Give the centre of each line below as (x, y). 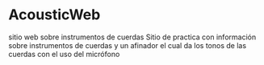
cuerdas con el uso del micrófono (64, 54)
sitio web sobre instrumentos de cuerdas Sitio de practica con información (132, 37)
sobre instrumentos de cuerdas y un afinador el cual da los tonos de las (128, 45)
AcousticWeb (54, 15)
